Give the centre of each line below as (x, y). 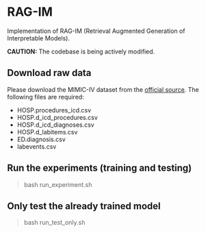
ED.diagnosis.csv (41, 139)
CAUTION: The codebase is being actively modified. (81, 51)
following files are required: (46, 97)
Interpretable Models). (39, 38)
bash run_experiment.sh (58, 184)
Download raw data (49, 73)
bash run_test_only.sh (54, 223)
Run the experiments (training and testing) (100, 168)
